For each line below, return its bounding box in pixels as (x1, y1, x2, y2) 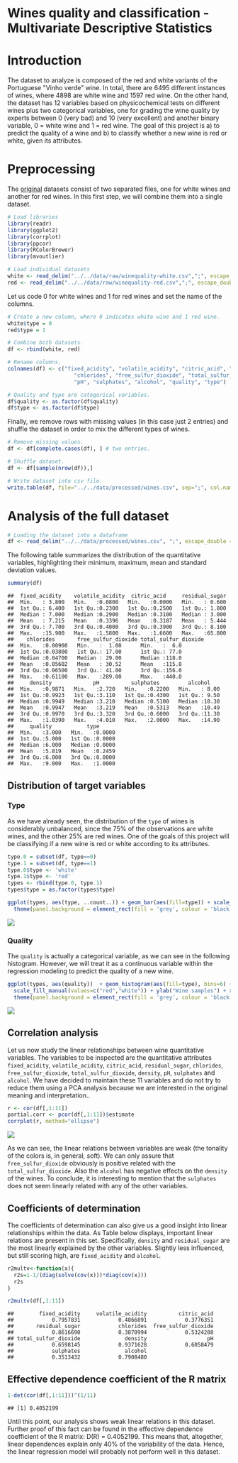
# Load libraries (7, 214, 59, 221)
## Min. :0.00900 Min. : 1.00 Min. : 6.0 (7, 642, 182, 650)
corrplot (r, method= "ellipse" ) (7, 1118, 100, 1125)
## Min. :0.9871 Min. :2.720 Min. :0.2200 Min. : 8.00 (7, 686, 220, 693)
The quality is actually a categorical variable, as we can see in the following (7, 952, 230, 960)
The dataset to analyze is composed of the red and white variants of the (7, 76, 217, 84)
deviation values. (7, 566, 57, 574)
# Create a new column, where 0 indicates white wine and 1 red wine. (7, 313, 220, 320)
